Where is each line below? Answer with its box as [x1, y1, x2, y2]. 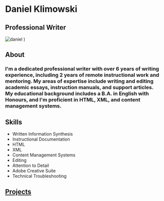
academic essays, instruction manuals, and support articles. [5, 84, 154, 91]
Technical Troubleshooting [12, 173, 67, 179]
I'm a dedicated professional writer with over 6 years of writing [5, 65, 160, 72]
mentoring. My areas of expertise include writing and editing [5, 78, 154, 85]
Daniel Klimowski [5, 3, 78, 15]
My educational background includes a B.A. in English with [5, 90, 149, 97]
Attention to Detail [12, 162, 49, 169]
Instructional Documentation [12, 136, 70, 142]
